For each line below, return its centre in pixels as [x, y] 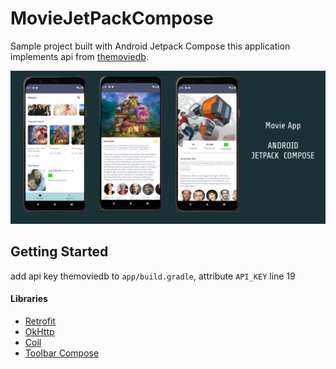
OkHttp [39, 332]
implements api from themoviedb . [79, 56]
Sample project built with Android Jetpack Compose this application [150, 46]
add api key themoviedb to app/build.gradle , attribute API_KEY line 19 [153, 276]
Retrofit [40, 321]
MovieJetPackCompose [112, 18]
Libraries [29, 299]
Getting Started [59, 252]
